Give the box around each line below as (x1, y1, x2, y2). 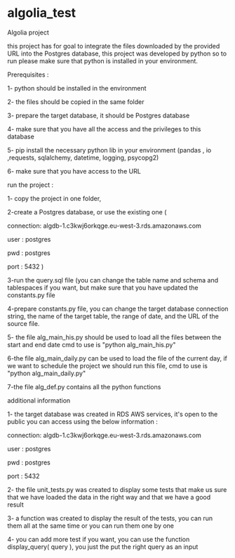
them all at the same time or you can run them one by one (7, 521, 174, 530)
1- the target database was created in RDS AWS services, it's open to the (7, 410, 218, 418)
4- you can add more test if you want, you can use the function (7, 535, 190, 543)
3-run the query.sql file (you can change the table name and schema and (7, 275, 219, 284)
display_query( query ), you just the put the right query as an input (7, 543, 199, 551)
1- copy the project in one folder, (7, 194, 102, 202)
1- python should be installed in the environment (7, 84, 147, 92)
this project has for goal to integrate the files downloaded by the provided (7, 41, 220, 50)
